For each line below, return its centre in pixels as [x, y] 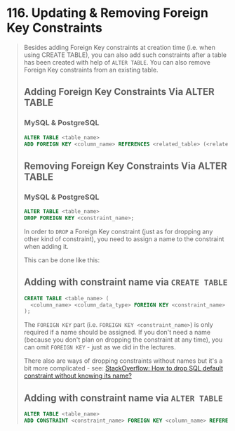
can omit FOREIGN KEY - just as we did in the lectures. [100, 347]
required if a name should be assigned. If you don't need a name [117, 333]
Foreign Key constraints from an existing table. [91, 70]
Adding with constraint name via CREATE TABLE [126, 282]
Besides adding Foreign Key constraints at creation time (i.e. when [119, 47]
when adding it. [46, 246]
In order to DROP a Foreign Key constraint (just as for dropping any [118, 231]
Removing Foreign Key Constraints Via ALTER [125, 166]
